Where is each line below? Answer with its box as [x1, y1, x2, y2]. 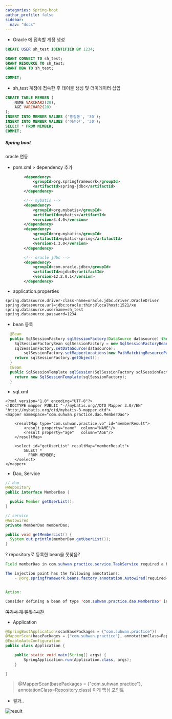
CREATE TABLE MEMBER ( [5, 95, 54, 100]
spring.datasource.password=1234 [5, 311, 77, 316]
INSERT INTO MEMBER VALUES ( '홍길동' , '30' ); [5, 114, 101, 120]
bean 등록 [12, 321, 33, 327]
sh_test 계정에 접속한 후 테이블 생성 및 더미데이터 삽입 [12, 85, 121, 91]
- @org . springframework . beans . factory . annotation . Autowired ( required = [14, 576, 168, 581]
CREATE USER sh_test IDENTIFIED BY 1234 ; [5, 47, 95, 52]
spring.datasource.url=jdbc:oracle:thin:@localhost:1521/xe [5, 302, 137, 308]
